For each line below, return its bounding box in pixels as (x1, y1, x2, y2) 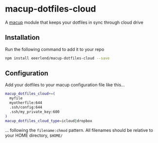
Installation (5, 33, 40, 42)
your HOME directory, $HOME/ (5, 132, 63, 138)
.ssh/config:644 (9, 105, 42, 110)
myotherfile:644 (9, 100, 42, 105)
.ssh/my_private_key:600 (9, 109, 60, 114)
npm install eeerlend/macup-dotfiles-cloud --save (5, 56, 110, 61)
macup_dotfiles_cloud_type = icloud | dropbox (5, 118, 92, 123)
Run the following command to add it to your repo (5, 46, 105, 52)
